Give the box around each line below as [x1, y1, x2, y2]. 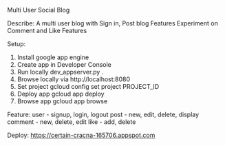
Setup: [7, 40, 26, 48]
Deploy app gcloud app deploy [17, 90, 105, 98]
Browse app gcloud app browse [17, 97, 108, 105]
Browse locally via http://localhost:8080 [17, 75, 131, 83]
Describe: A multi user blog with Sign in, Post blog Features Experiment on [7, 19, 218, 27]
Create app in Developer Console [17, 61, 112, 68]
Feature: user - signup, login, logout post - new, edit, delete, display [7, 110, 200, 118]
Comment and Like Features [7, 27, 87, 34]
